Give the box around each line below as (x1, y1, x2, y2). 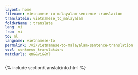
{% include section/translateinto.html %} (5, 65, 86, 71)
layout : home (5, 7, 31, 12)
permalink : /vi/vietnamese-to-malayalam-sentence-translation (5, 43, 133, 48)
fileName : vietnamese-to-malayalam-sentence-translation (5, 12, 123, 16)
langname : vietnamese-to (5, 38, 55, 43)
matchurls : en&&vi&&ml (5, 51, 51, 57)
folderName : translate (5, 20, 53, 25)
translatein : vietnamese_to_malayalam (5, 16, 83, 21)
